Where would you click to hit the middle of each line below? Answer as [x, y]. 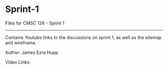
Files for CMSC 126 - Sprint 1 [35, 23]
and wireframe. [21, 42]
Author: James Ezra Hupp [32, 52]
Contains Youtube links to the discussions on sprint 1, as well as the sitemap [83, 37]
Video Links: [18, 62]
